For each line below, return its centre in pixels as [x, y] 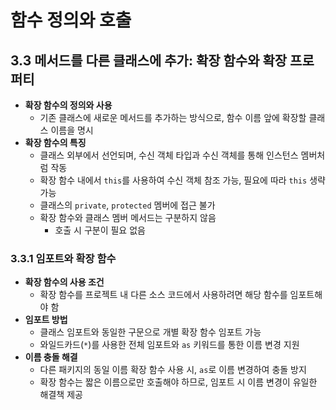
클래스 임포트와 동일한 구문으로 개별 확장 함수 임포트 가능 [150, 332]
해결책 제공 [61, 395]
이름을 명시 [72, 130]
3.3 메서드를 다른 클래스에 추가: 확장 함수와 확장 [149, 60]
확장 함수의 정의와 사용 [68, 105]
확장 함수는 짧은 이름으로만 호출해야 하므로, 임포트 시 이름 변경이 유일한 [178, 382]
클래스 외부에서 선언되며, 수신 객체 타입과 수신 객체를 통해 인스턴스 [169, 155]
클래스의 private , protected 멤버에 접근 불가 [127, 205]
